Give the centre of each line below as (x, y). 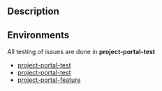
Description (33, 11)
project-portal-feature (49, 80)
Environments (38, 35)
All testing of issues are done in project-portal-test (81, 52)
